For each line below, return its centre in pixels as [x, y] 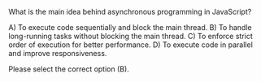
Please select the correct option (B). [69, 69]
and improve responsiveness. [58, 53]
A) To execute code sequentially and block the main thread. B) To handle [130, 27]
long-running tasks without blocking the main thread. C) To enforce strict [131, 36]
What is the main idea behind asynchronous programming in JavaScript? [130, 12]
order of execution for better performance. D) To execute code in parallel [131, 45]
